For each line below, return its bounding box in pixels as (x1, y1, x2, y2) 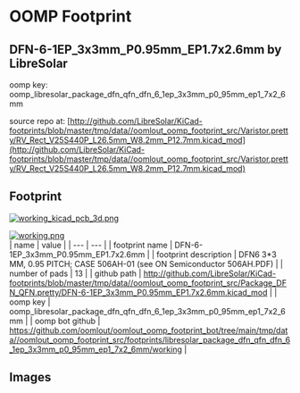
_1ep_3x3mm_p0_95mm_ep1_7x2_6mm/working (9, 344, 183, 355)
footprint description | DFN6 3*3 (155, 248, 277, 260)
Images (9, 370, 52, 385)
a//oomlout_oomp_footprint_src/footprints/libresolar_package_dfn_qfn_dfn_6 (9, 334, 291, 345)
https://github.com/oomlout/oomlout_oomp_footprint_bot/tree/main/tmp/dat (9, 324, 288, 336)
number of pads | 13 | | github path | (9, 268, 142, 279)
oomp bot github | (34, 315, 101, 326)
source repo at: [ (9, 116, 71, 126)
